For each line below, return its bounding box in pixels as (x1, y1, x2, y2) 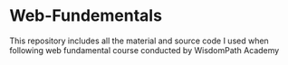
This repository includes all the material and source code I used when (9, 35, 269, 46)
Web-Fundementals (9, 5, 163, 26)
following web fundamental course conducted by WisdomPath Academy (9, 44, 280, 55)
